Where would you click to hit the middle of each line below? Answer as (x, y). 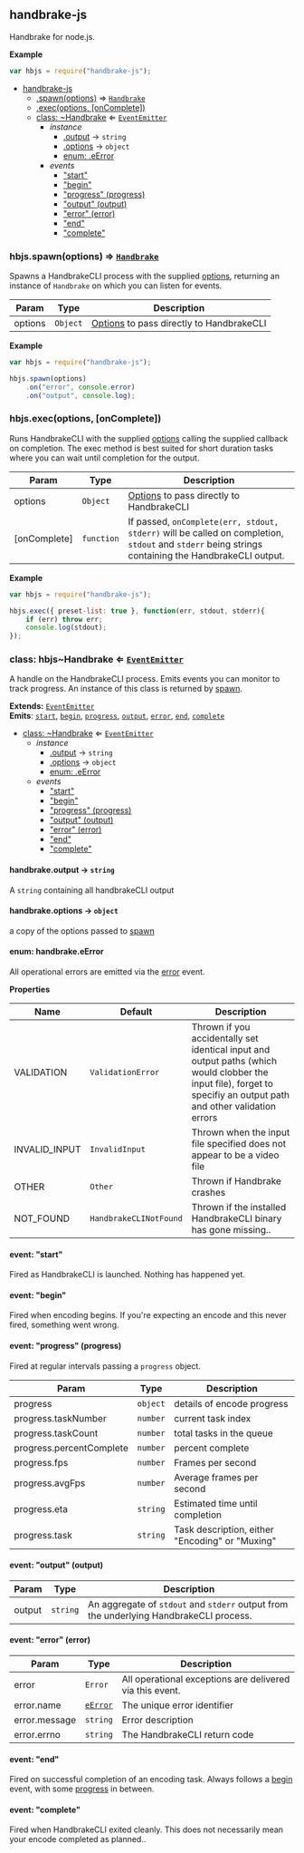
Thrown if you (221, 1027)
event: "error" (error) (50, 1640)
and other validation (233, 1107)
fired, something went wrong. (64, 1325)
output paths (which (234, 1062)
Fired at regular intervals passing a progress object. (105, 1366)
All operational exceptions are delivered (206, 1679)
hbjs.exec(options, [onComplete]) (85, 419)
